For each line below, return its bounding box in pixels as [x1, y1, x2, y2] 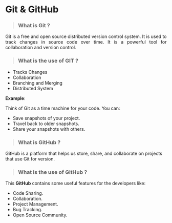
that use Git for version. [5, 156, 55, 162]
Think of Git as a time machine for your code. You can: [5, 105, 120, 111]
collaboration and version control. [5, 45, 76, 51]
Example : [5, 95, 26, 101]
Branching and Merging [12, 79, 63, 86]
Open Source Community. [12, 212, 68, 218]
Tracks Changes [12, 69, 48, 75]
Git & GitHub [5, 4, 59, 15]
